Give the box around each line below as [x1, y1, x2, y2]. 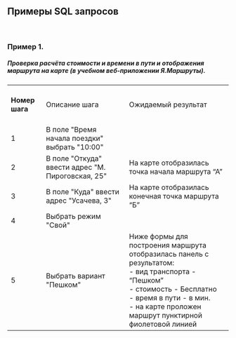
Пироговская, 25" [46, 171, 107, 181]
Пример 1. [7, 41, 44, 51]
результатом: [129, 258, 174, 268]
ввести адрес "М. [46, 163, 106, 173]
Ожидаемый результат [129, 100, 207, 109]
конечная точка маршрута [129, 191, 219, 201]
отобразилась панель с [129, 249, 209, 259]
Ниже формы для [129, 231, 188, 241]
